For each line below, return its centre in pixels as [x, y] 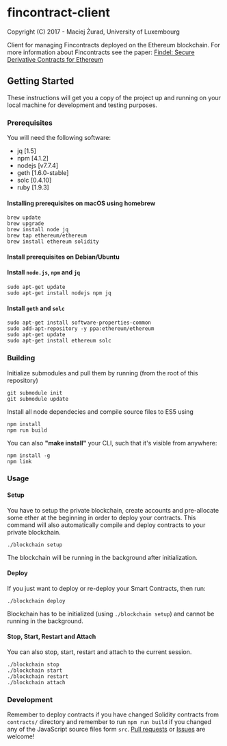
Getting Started [41, 81]
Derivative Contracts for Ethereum [55, 59]
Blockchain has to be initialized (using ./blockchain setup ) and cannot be [111, 614]
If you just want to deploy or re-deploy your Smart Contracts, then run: [107, 588]
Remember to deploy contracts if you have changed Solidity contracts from [113, 714]
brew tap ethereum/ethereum [47, 236]
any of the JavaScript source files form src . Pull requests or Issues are [106, 730]
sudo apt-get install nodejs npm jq [59, 293]
